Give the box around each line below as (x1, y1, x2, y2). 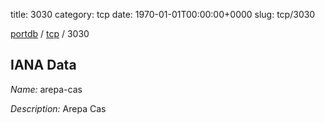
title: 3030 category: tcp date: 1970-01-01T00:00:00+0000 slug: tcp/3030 (10, 9, 316, 20)
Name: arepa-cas (10, 83, 83, 95)
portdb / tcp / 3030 (10, 28, 90, 39)
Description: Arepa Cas (10, 102, 107, 114)
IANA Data (10, 57, 77, 74)
